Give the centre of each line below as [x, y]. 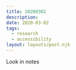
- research [25, 34]
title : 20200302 [26, 12]
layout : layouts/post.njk [38, 45]
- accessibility [31, 39]
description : [22, 17]
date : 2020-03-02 [28, 23]
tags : [13, 28]
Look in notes [23, 61]
